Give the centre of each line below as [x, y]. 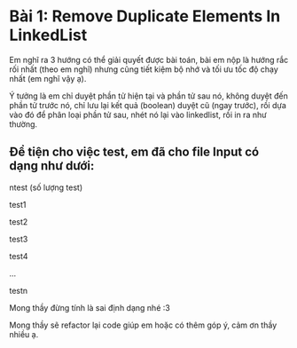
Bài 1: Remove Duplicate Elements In [145, 16]
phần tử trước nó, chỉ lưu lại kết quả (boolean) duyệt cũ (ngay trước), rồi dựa [148, 105]
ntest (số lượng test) [46, 187]
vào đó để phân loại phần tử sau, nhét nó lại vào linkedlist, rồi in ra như [138, 115]
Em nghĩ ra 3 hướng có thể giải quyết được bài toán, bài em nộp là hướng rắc [149, 59]
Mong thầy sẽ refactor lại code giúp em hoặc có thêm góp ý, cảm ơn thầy [143, 325]
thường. [23, 124]
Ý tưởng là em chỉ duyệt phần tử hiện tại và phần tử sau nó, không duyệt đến [148, 96]
